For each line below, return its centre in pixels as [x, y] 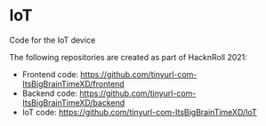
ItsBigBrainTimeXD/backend [73, 102]
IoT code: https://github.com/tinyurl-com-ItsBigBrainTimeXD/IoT [140, 112]
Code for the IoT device [52, 40]
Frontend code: [50, 74]
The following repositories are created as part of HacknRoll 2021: [128, 57]
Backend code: [50, 93]
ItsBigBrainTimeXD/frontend [73, 83]
